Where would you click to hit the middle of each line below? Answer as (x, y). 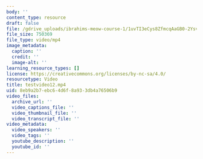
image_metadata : (27, 46)
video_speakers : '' (36, 130)
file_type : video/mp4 (34, 40)
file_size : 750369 (29, 34)
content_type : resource (36, 18)
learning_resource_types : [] (43, 68)
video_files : (23, 96)
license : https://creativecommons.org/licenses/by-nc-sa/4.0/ (86, 74)
